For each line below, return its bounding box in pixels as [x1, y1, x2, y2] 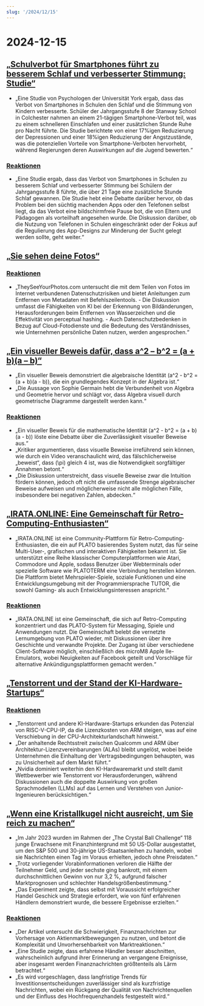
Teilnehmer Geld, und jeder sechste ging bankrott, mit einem [15, 867, 167, 874]
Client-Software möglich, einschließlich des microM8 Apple [15, 648, 164, 655]
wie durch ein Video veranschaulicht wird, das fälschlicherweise [15, 452, 177, 459]
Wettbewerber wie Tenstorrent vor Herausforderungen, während [15, 771, 178, 779]
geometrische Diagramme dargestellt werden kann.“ [15, 397, 147, 405]
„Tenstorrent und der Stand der [6, 678, 127, 688]
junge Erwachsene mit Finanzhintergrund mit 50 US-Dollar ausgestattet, [15, 840, 196, 848]
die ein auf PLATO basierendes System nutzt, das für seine [51, 541, 199, 548]
